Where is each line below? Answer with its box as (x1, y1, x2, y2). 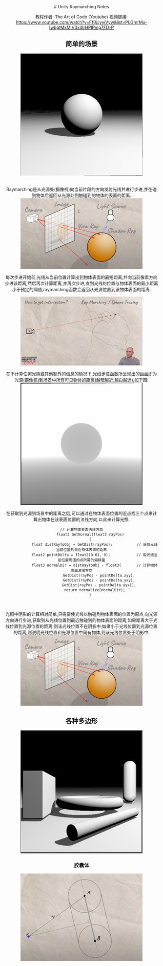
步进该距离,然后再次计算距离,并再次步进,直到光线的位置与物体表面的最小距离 (4, 280, 159, 286)
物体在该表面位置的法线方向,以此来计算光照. (41, 516, 130, 522)
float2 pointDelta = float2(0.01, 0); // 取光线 (31, 553, 154, 558)
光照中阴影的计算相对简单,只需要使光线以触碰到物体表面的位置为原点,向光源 (5, 611, 158, 617)
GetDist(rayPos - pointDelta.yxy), (62, 578, 135, 583)
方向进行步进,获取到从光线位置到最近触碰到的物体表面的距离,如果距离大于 (5, 617, 154, 623)
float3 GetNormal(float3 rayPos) (56, 532, 124, 537)
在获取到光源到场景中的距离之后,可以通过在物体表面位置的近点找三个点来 (6, 511, 153, 516)
